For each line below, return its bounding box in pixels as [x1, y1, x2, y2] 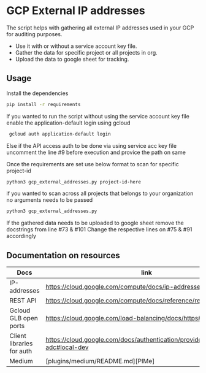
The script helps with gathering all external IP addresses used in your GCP [6, 24, 194, 31]
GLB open [9, 314, 38, 323]
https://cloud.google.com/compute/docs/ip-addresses [45, 283, 204, 291]
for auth [9, 347, 32, 356]
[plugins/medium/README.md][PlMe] [45, 357, 155, 366]
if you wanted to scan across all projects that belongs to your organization [6, 190, 194, 197]
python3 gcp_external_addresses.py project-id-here [6, 179, 141, 185]
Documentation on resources [6, 250, 121, 261]
